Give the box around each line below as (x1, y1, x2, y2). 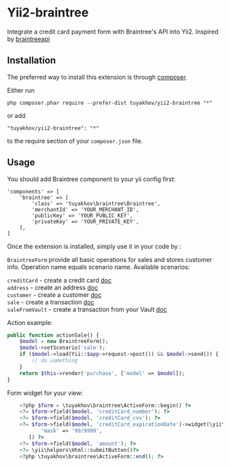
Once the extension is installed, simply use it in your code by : (7, 242, 181, 250)
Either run (7, 86, 35, 94)
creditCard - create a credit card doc (7, 276, 112, 284)
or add (7, 111, 26, 119)
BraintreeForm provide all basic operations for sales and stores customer (7, 255, 212, 263)
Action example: (7, 318, 53, 326)
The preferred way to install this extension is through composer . (7, 73, 188, 81)
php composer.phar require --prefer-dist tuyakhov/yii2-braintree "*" (7, 99, 213, 106)
